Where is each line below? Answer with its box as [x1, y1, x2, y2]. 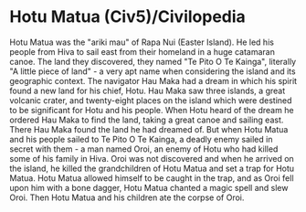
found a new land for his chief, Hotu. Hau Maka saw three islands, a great [9, 85, 286, 96]
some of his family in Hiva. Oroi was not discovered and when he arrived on [9, 153, 294, 164]
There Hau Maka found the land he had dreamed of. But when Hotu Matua [9, 123, 289, 134]
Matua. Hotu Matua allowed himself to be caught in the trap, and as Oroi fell [9, 172, 294, 184]
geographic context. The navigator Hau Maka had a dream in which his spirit [9, 75, 298, 86]
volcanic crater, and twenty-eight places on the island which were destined [9, 94, 292, 106]
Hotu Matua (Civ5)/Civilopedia [9, 6, 247, 27]
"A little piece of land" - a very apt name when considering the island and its [9, 66, 296, 77]
